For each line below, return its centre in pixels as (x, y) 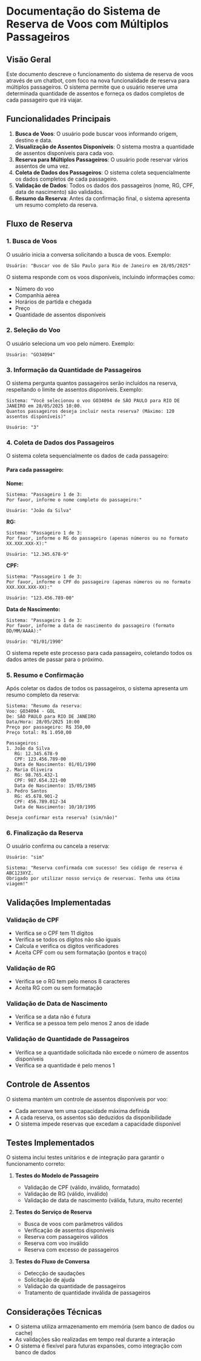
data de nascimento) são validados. (59, 192)
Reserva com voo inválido (56, 1243)
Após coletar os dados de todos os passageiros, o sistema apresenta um (97, 688)
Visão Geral (29, 59)
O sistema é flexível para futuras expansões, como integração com (98, 1346)
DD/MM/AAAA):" (24, 631)
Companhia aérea (37, 295)
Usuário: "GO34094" (31, 355)
